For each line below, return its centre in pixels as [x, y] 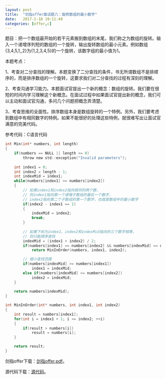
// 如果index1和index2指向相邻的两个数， [62, 190]
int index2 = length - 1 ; [41, 172]
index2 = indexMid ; [51, 278]
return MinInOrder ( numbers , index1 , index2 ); [79, 250]
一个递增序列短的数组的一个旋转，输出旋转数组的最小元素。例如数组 [79, 45]
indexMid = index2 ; [51, 213]
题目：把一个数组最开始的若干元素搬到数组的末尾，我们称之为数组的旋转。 [81, 38]
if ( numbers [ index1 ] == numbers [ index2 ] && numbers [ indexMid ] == [90, 246]
